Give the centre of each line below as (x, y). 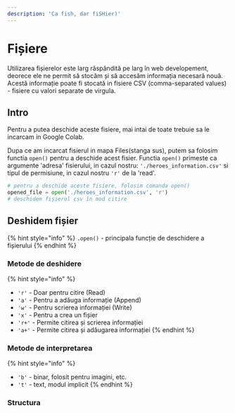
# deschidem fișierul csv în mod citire (68, 199)
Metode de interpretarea (50, 348)
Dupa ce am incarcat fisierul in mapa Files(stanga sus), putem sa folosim (113, 151)
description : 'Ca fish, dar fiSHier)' (64, 14)
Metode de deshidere (45, 263)
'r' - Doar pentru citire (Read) (61, 293)
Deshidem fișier (43, 221)
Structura (24, 403)
